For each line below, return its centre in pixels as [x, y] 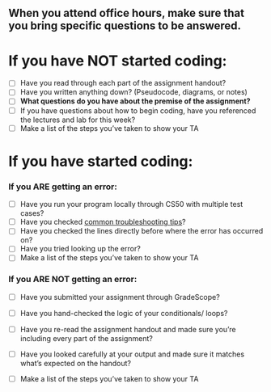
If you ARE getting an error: [63, 187]
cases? [32, 213]
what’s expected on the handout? [76, 363]
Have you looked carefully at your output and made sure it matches [132, 354]
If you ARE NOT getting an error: [73, 280]
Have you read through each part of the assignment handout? [123, 83]
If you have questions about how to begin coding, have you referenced [138, 110]
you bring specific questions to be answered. [125, 26]
